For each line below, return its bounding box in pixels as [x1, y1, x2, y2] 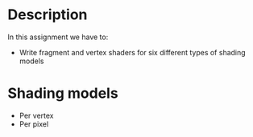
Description [7, 6, 88, 24]
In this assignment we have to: [7, 32, 109, 42]
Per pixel [19, 119, 49, 129]
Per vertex [19, 111, 54, 120]
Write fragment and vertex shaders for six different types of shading [19, 47, 247, 57]
